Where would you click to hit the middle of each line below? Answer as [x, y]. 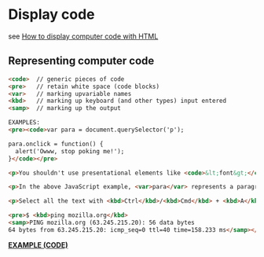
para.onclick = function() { [56, 144]
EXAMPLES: [24, 123]
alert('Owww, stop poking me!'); [70, 151]
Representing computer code [81, 61]
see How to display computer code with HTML [83, 36]
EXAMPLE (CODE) [38, 244]
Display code [51, 15]
